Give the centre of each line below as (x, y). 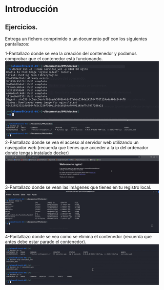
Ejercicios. (21, 27)
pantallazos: (17, 44)
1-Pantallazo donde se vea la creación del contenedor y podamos (71, 53)
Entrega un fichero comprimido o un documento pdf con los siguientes (76, 39)
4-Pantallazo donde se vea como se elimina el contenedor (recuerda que (79, 236)
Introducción (32, 9)
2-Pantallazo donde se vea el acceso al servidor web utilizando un (72, 142)
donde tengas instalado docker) (37, 153)
